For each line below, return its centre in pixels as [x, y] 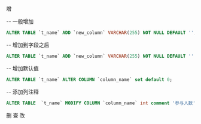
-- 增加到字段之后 [28, 45]
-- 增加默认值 [22, 68]
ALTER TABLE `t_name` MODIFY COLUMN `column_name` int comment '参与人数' [101, 103]
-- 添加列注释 [22, 92]
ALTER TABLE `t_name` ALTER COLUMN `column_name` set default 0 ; [89, 79]
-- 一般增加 [20, 21]
